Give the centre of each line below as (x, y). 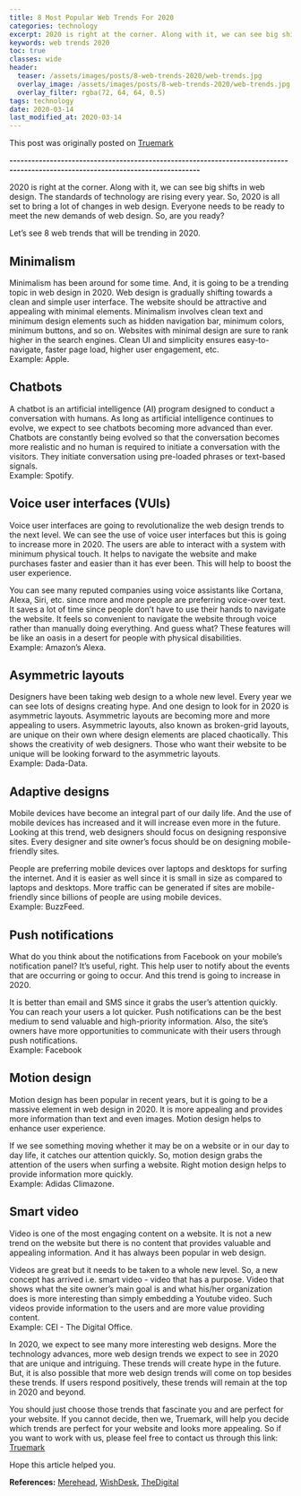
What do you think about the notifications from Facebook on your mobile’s (146, 956)
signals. (24, 466)
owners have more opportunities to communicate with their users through (145, 1031)
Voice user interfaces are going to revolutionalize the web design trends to (147, 525)
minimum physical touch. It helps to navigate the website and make (133, 554)
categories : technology (54, 26)
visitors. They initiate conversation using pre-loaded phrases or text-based (147, 456)
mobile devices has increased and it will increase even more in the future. (145, 823)
